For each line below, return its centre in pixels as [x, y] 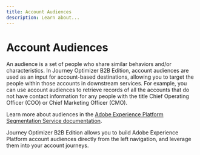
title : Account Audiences [39, 12]
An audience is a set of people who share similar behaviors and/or [89, 64]
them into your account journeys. [48, 145]
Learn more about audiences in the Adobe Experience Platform [85, 114]
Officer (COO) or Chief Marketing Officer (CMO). [67, 103]
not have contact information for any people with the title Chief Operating [98, 96]
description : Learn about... [43, 18]
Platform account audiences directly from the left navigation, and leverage [99, 139]
